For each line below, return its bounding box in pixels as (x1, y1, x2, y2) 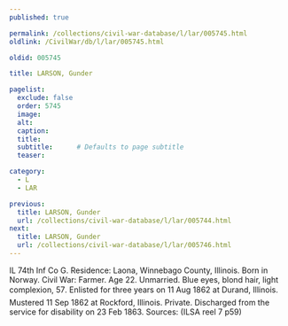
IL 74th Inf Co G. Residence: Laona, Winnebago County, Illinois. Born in (9, 265, 269, 276)
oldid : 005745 (9, 53, 62, 62)
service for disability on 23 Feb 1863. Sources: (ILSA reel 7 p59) (9, 307, 242, 317)
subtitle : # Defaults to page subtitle (17, 143, 184, 151)
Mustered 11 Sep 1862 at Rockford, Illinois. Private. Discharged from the (9, 297, 270, 307)
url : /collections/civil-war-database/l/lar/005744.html (17, 216, 232, 225)
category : (9, 167, 46, 176)
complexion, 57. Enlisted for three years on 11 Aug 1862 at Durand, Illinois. (9, 284, 279, 295)
